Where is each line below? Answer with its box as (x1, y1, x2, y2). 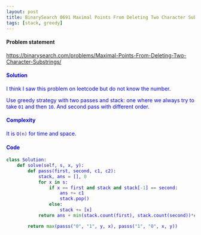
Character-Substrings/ (6, 58, 62, 65)
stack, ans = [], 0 (38, 173, 87, 179)
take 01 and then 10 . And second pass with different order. (6, 103, 150, 110)
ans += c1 (59, 190, 84, 196)
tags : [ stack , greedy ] (6, 20, 63, 26)
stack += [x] (59, 207, 93, 213)
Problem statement (6, 38, 55, 45)
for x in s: (38, 179, 68, 185)
